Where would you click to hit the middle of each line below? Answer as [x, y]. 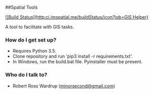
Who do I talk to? [26, 75]
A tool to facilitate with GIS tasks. [40, 27]
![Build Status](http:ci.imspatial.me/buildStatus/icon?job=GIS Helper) [77, 17]
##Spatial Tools [22, 7]
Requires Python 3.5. [34, 51]
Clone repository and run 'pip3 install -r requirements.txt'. [73, 56]
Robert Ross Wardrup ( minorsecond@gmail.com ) [64, 86]
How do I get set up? [31, 40]
